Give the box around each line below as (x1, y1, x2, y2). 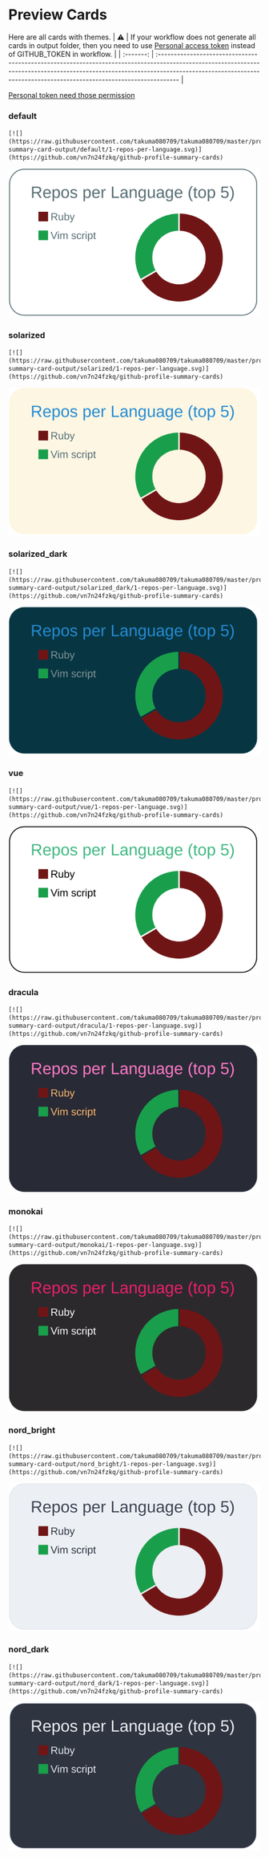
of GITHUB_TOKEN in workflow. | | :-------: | (8, 49, 155, 59)
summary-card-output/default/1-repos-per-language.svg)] (8, 146, 203, 154)
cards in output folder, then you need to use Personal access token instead (8, 40, 255, 50)
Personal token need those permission (8, 90, 135, 100)
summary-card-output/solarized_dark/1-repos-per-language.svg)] (8, 583, 227, 591)
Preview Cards (8, 6, 108, 24)
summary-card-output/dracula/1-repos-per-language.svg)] (8, 1022, 203, 1030)
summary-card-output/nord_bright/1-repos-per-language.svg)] (8, 1460, 217, 1468)
